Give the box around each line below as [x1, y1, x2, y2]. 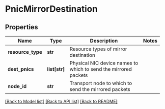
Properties [5, 23, 38, 31]
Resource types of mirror [69, 45, 128, 52]
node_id [7, 83, 27, 89]
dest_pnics [7, 66, 34, 72]
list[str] [47, 66, 65, 72]
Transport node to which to [69, 80, 132, 87]
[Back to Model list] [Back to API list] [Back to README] [5, 99, 118, 104]
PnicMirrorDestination [5, 3, 98, 15]
